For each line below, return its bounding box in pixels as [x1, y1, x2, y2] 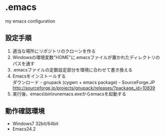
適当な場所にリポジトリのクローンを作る [12, 48, 96, 54]
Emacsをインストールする [12, 73, 66, 79]
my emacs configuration [5, 18, 55, 24]
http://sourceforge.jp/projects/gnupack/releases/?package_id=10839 [12, 84, 155, 91]
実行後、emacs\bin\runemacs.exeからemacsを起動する [12, 90, 126, 96]
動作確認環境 [5, 107, 45, 115]
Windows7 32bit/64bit [12, 120, 58, 126]
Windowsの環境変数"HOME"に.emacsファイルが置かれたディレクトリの [12, 54, 160, 60]
